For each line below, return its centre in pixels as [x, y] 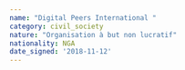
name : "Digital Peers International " [83, 18]
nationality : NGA [42, 43]
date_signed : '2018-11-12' [61, 52]
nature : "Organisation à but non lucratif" [93, 35]
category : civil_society [57, 26]
